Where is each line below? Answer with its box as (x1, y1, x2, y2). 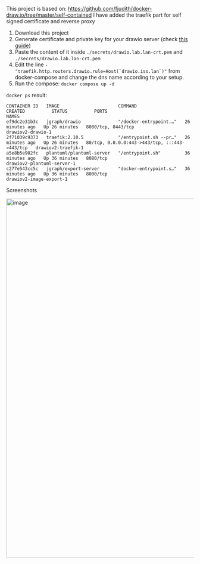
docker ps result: (6, 92, 48, 98)
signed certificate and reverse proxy (6, 18, 95, 24)
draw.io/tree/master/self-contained (6, 11, 92, 19)
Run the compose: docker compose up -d (14, 80, 115, 87)
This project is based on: (6, 5, 67, 12)
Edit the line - (14, 61, 48, 68)
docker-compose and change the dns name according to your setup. (14, 74, 185, 81)
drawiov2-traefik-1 (35, 145, 84, 151)
